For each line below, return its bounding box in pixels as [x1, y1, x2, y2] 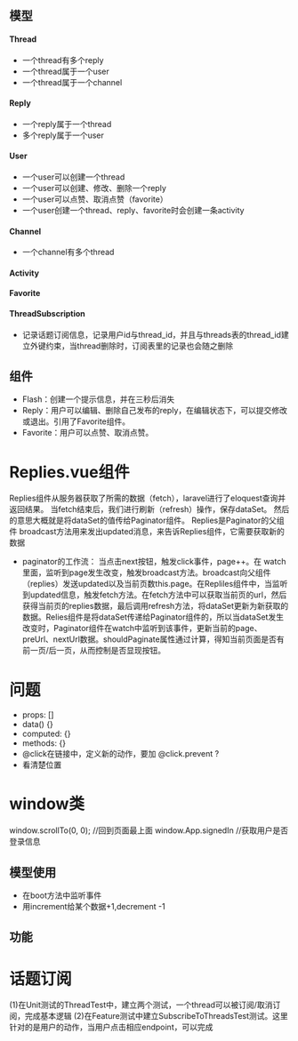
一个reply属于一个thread [21, 118, 112, 129]
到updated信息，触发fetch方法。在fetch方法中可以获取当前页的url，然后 [21, 589, 287, 600]
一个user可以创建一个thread [21, 172, 125, 182]
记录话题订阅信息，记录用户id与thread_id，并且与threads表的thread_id [21, 329, 282, 340]
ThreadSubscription [9, 308, 86, 318]
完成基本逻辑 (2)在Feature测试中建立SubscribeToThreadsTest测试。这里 [24, 1011, 289, 1021]
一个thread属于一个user [21, 66, 109, 76]
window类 [9, 794, 85, 814]
